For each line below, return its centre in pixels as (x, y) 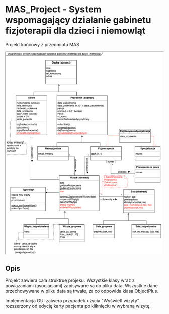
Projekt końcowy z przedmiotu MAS (42, 44)
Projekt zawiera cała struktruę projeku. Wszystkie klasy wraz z (70, 280)
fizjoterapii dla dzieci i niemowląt (75, 31)
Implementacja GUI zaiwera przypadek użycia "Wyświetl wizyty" (72, 301)
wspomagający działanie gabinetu (78, 20)
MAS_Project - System (53, 9)
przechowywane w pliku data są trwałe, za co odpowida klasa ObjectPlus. (82, 291)
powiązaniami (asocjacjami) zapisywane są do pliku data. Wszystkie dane (82, 286)
